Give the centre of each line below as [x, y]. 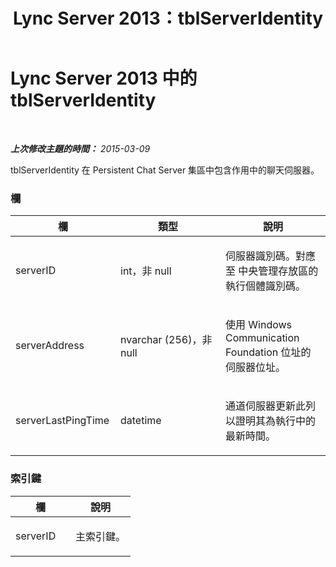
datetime [141, 421]
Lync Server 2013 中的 [104, 78]
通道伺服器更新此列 [271, 406]
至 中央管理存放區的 [272, 271]
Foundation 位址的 [268, 352]
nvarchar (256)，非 [166, 340]
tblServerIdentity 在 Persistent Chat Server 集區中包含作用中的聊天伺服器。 [165, 170]
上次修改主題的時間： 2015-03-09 [80, 148]
